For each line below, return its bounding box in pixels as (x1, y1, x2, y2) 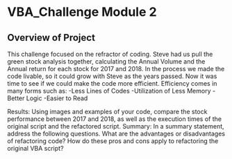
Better (7, 94, 25, 102)
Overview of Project (7, 32, 96, 44)
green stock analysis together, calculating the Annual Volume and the (7, 57, 206, 66)
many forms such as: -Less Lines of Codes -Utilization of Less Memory (7, 87, 211, 95)
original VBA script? (7, 144, 64, 152)
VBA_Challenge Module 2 (7, 4, 158, 20)
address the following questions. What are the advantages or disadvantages (7, 129, 226, 138)
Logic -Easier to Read (26, 94, 88, 102)
